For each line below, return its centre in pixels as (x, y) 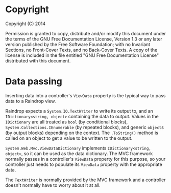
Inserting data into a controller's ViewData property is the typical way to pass (86, 95)
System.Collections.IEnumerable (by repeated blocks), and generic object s (85, 127)
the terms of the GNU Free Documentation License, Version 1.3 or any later (84, 39)
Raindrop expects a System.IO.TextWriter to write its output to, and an (79, 111)
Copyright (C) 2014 (26, 24)
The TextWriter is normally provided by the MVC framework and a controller (86, 180)
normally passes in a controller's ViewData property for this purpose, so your (86, 159)
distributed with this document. (38, 60)
